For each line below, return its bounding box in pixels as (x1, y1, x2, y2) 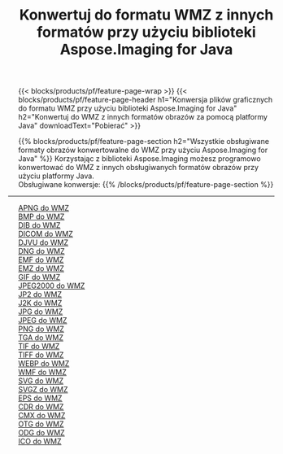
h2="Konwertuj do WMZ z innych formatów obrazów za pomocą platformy (18, 112, 268, 122)
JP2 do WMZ (18, 290, 63, 299)
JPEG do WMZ (18, 316, 67, 325)
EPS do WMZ (18, 393, 63, 404)
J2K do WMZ (18, 299, 63, 308)
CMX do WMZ (18, 411, 66, 421)
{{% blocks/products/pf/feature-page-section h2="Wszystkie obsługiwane (18, 137, 270, 146)
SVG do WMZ (18, 376, 64, 386)
